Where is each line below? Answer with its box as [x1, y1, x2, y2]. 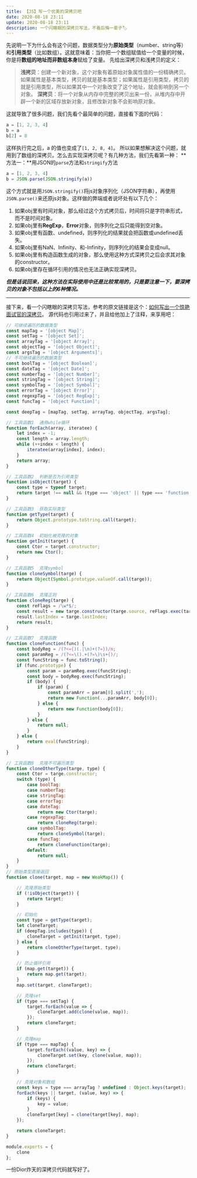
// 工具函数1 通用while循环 [6, 420, 70, 425]
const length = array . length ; [16, 436, 90, 442]
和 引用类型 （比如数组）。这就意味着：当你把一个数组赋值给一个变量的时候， [6, 49, 188, 56]
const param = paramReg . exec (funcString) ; [27, 668, 132, 674]
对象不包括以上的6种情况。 [16, 285, 82, 293]
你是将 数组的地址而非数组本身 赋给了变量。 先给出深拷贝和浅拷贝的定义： [6, 56, 181, 63]
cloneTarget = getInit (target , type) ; [27, 933, 121, 939]
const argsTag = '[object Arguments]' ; [6, 349, 103, 355]
